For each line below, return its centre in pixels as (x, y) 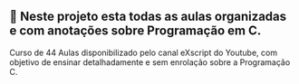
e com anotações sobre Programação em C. (135, 31)
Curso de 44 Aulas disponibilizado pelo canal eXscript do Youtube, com (144, 52)
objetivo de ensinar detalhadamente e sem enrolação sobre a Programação (150, 62)
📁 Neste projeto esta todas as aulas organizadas (148, 17)
